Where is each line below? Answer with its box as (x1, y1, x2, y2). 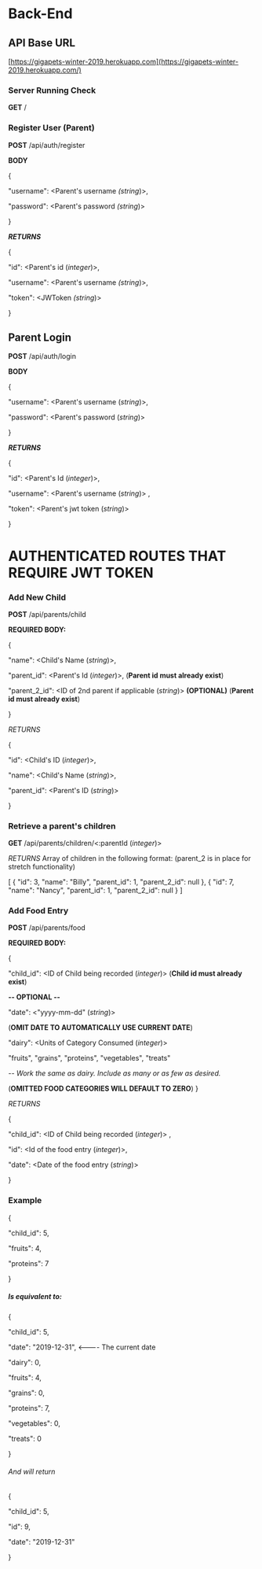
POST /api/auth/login (8, 352, 77, 361)
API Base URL (8, 36, 76, 50)
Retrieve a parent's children (8, 820, 116, 831)
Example (8, 1195, 42, 1206)
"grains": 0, (8, 1388, 45, 1397)
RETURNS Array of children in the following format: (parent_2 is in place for (8, 854, 251, 863)
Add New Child (8, 592, 67, 603)
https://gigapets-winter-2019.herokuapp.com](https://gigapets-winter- (10, 57, 239, 66)
